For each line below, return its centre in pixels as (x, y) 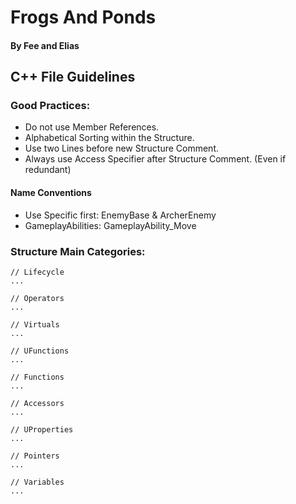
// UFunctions (40, 351)
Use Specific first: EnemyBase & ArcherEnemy (120, 215)
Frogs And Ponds (83, 17)
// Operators (37, 298)
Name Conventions (51, 193)
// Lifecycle (37, 272)
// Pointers (35, 456)
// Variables (37, 482)
